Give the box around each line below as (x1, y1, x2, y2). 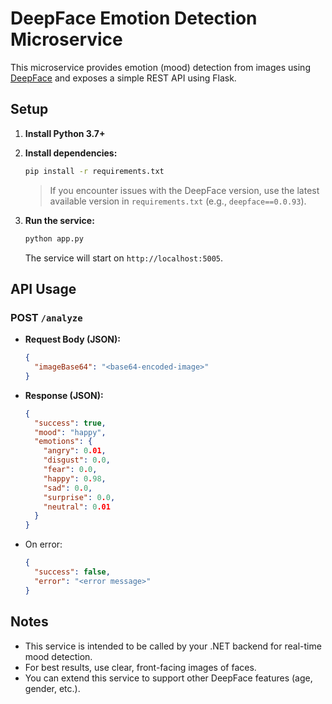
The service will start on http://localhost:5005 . (24, 252, 224, 264)
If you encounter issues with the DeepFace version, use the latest (49, 184, 320, 196)
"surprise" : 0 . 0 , (43, 492, 116, 502)
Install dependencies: (24, 147, 118, 159)
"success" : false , (34, 567, 111, 577)
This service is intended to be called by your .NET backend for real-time (24, 640, 322, 652)
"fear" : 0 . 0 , (43, 465, 98, 475)
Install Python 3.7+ (24, 127, 106, 139)
